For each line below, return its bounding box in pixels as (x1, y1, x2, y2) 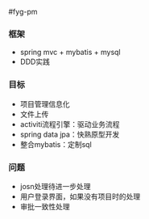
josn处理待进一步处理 (19, 181, 91, 191)
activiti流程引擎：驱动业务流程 (19, 119, 120, 128)
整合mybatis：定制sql (19, 139, 93, 149)
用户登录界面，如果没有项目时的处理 (19, 192, 141, 201)
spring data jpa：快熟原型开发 (19, 129, 120, 139)
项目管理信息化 (19, 99, 70, 108)
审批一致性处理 (19, 201, 70, 211)
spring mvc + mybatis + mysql (19, 48, 121, 57)
